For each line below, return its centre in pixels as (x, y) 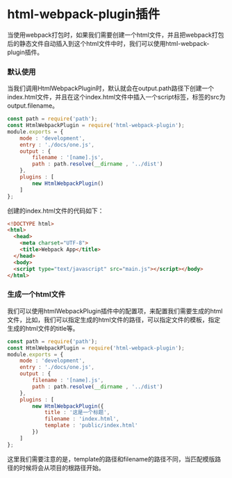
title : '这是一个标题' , (77, 413)
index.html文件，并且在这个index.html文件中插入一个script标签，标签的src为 (116, 97)
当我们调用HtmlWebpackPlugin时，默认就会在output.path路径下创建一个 (110, 88)
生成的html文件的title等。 (43, 328)
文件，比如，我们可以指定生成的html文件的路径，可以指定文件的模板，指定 (114, 320)
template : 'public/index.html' (91, 426)
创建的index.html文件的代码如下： (56, 211)
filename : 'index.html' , (82, 419)
